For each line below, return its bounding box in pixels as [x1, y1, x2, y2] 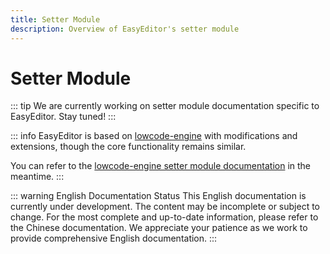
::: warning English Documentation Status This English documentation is [10, 190, 307, 202]
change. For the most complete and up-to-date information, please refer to [10, 211, 319, 223]
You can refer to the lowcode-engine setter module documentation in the [10, 160, 312, 172]
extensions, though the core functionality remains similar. [10, 141, 247, 153]
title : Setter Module [10, 14, 101, 25]
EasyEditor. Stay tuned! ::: [10, 111, 117, 123]
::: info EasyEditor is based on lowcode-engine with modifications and [10, 130, 298, 142]
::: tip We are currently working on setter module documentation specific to [10, 100, 320, 112]
